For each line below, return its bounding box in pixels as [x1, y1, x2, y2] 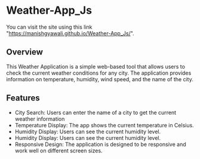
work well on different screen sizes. [14, 147, 103, 154]
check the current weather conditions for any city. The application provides [6, 69, 192, 77]
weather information [14, 115, 65, 123]
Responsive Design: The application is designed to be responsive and [14, 140, 186, 148]
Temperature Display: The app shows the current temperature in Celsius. [14, 121, 194, 129]
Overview [6, 47, 44, 57]
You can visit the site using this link [6, 23, 93, 30]
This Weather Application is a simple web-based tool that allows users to [6, 63, 185, 70]
